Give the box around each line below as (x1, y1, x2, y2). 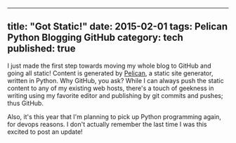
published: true (7, 43, 76, 55)
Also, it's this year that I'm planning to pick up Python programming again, (7, 112, 221, 120)
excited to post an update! (7, 128, 83, 136)
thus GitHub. (7, 99, 44, 107)
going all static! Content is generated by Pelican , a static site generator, (7, 68, 214, 77)
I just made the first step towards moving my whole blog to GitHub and (7, 61, 212, 70)
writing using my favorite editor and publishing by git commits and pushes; (7, 91, 223, 99)
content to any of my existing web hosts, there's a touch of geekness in (7, 84, 214, 92)
